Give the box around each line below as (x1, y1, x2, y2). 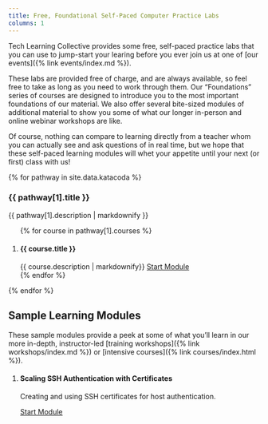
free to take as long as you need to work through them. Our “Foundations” (8, 81, 252, 92)
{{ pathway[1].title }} (8, 192, 90, 204)
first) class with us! (8, 157, 71, 166)
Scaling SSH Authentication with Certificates (19, 374, 173, 383)
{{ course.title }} (19, 244, 76, 254)
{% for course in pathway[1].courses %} (19, 225, 152, 236)
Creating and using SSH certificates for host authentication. (19, 392, 216, 402)
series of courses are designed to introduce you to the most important (8, 90, 239, 100)
